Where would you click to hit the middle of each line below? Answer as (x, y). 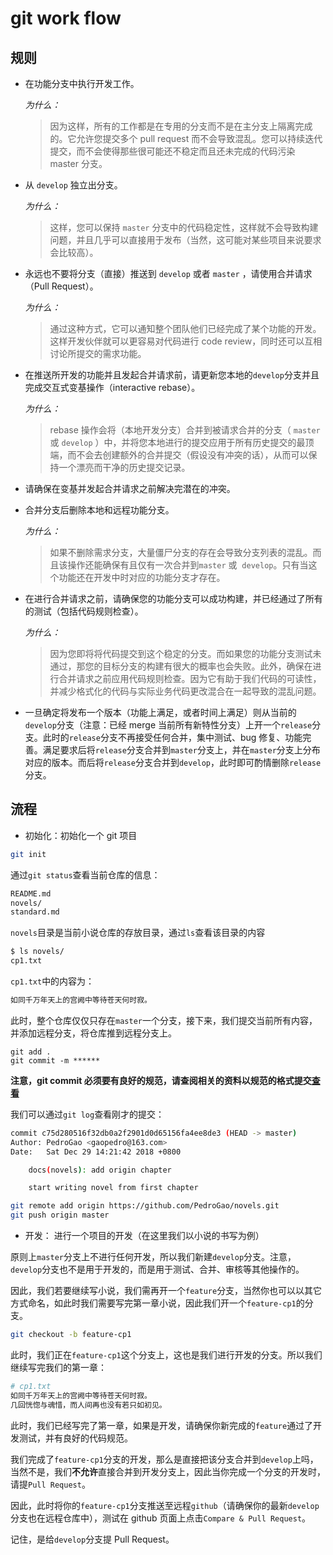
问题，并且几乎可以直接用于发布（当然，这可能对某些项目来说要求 (185, 240)
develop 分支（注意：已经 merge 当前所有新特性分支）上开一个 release (168, 725)
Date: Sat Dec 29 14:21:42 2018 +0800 (96, 1152)
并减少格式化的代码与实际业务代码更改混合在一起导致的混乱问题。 (185, 691)
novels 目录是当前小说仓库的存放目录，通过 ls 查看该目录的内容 (138, 933)
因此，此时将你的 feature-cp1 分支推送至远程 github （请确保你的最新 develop (165, 1505)
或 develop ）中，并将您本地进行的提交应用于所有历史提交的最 (177, 442)
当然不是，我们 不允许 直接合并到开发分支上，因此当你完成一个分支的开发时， (168, 1471)
